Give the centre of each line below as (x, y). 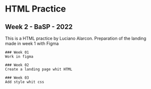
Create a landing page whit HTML (39, 69)
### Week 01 (17, 52)
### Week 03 (17, 78)
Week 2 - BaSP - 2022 (39, 27)
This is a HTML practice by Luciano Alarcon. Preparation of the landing (76, 38)
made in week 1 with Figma (32, 44)
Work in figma (19, 57)
